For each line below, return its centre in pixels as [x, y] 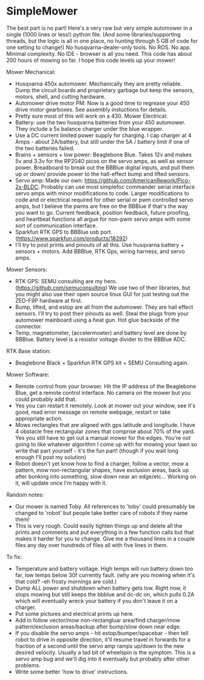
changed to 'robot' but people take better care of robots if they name [101, 513]
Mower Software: [28, 374]
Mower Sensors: [27, 269]
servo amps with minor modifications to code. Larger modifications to [102, 193]
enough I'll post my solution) [51, 457]
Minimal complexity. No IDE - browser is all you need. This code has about [99, 53]
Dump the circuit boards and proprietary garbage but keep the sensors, [104, 90]
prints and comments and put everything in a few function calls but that [104, 532]
